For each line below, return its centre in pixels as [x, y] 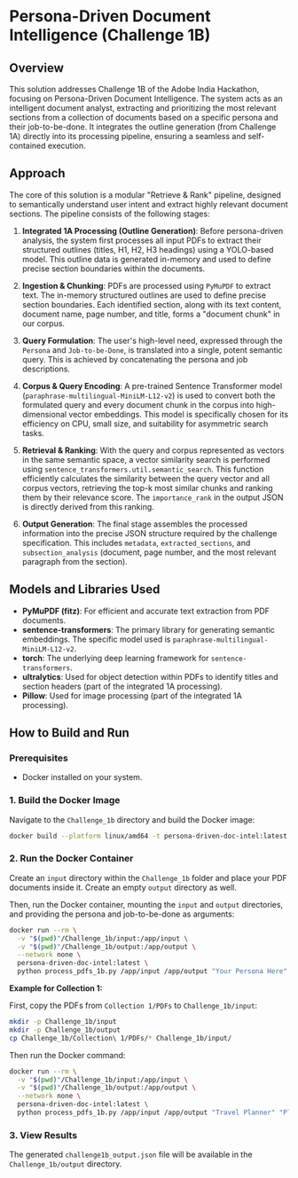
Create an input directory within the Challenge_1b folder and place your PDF [149, 878]
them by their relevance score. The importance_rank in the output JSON [153, 497]
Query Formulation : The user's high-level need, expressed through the [152, 340]
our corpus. [43, 323]
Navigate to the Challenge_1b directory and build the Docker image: [132, 819]
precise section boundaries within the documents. [114, 269]
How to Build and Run [70, 733]
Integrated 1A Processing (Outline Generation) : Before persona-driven [153, 230]
